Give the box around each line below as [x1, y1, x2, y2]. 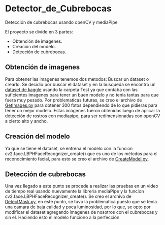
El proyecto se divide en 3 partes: [5, 29, 73, 34]
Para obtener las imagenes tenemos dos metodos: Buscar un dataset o [5, 76, 149, 82]
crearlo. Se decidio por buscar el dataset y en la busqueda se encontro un [5, 81, 156, 87]
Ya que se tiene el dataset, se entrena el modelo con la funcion [5, 145, 133, 151]
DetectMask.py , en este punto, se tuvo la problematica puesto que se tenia [5, 199, 157, 205]
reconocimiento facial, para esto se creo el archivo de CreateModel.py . [5, 156, 149, 161]
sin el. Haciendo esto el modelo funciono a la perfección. [5, 215, 121, 221]
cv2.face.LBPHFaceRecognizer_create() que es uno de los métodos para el [5, 151, 158, 157]
